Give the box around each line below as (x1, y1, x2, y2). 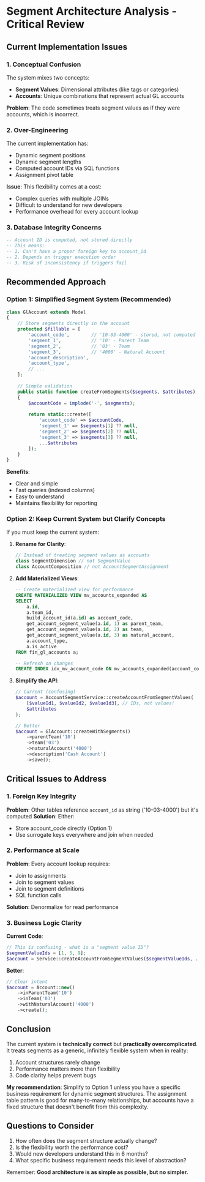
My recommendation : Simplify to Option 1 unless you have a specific (6, 1083, 181, 1091)
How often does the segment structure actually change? (15, 1137, 157, 1144)
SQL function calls (15, 891, 62, 899)
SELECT (15, 598, 32, 604)
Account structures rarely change (15, 1058, 100, 1066)
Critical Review (6, 17, 84, 31)
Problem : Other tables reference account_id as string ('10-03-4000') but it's (6, 806, 199, 814)
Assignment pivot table (15, 171, 73, 179)
